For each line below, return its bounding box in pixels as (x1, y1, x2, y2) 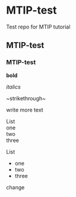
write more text (6, 106, 43, 113)
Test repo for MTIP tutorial (6, 23, 71, 30)
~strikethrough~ (6, 94, 46, 101)
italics (6, 83, 21, 90)
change (6, 183, 25, 190)
